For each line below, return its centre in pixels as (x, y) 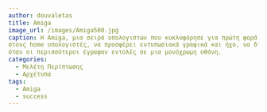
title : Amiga (30, 23)
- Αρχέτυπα (33, 74)
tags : (17, 81)
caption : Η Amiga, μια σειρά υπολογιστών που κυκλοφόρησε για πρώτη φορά (133, 37)
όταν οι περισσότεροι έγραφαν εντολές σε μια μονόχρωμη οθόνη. (115, 52)
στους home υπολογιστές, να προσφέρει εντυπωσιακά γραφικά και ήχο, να (129, 45)
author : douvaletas (41, 15)
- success (31, 96)
